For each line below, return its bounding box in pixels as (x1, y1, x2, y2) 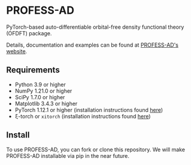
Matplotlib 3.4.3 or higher (14, 100, 78, 107)
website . (6, 47, 28, 54)
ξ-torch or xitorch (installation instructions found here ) (14, 112, 151, 120)
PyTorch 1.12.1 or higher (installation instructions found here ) (14, 106, 163, 114)
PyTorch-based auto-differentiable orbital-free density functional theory (6, 23, 184, 30)
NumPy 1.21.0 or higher (14, 87, 72, 94)
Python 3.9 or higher (14, 81, 66, 88)
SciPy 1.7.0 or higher (14, 93, 65, 100)
